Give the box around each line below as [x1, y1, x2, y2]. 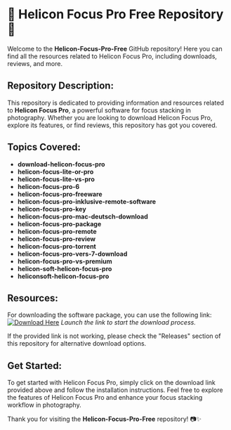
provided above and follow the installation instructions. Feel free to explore [7, 386, 223, 394]
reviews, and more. [7, 59, 63, 67]
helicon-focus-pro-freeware [17, 190, 103, 198]
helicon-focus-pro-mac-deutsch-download [17, 212, 149, 221]
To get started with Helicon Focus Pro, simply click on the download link [7, 379, 216, 387]
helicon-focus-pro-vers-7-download [17, 249, 128, 258]
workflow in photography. [7, 400, 82, 410]
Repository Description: [7, 80, 114, 92]
